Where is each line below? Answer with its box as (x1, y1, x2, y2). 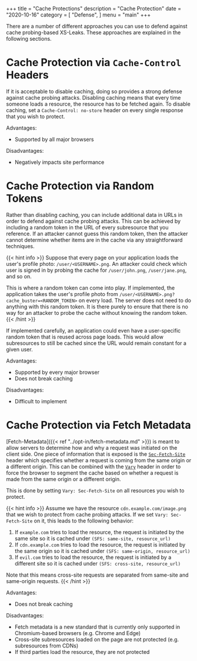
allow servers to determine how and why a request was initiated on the (6, 444, 178, 451)
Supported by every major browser (14, 369, 100, 376)
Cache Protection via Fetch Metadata (6, 419, 191, 432)
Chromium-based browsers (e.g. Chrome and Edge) (14, 629, 141, 636)
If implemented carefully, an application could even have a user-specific (6, 327, 181, 334)
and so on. (6, 272, 32, 279)
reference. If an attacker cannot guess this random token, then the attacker (6, 230, 188, 237)
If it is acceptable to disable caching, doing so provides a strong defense (6, 88, 182, 95)
